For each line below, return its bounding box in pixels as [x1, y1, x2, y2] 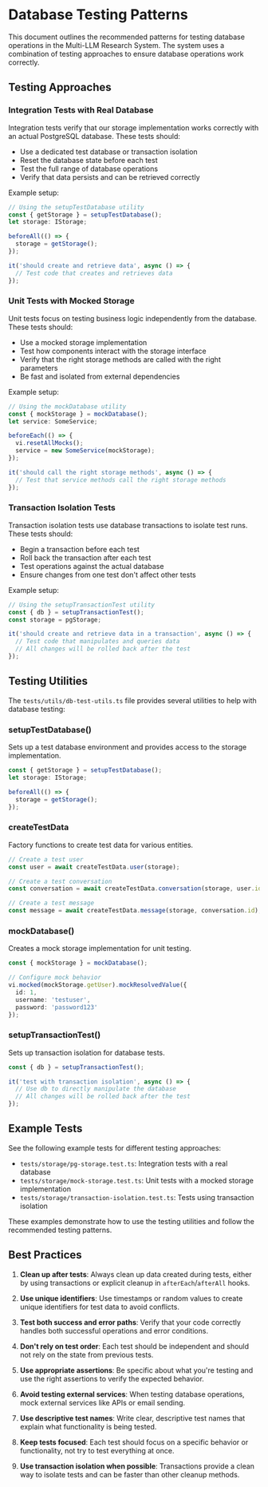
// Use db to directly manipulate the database [15, 1085, 177, 1093]
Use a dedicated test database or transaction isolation [19, 146, 198, 157]
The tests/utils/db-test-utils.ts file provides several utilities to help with [8, 695, 257, 705]
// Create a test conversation [8, 877, 112, 885]
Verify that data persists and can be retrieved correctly [19, 172, 200, 181]
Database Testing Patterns [8, 6, 189, 24]
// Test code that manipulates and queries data [15, 638, 180, 646]
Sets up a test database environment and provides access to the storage [8, 742, 247, 752]
